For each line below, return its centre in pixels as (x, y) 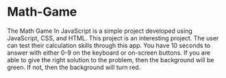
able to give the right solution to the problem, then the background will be (111, 60)
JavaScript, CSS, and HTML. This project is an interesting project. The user (113, 38)
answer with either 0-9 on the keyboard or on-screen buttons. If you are (109, 53)
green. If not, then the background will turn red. (74, 67)
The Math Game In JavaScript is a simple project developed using (100, 31)
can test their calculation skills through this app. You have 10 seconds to (109, 45)
